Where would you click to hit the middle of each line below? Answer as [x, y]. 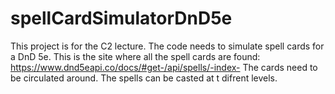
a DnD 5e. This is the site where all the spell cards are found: [135, 56]
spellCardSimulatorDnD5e [121, 18]
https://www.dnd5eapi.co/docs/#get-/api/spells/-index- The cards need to [164, 67]
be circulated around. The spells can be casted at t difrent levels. [144, 78]
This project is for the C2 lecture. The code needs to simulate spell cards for [167, 46]
